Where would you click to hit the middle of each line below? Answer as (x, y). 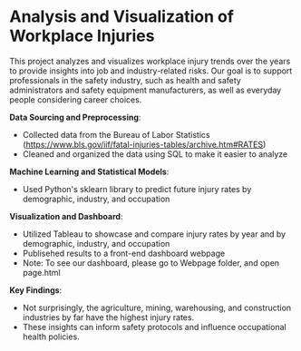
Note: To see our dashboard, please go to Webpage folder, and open (150, 263)
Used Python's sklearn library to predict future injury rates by (137, 189)
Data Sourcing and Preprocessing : (75, 117)
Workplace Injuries (82, 36)
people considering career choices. (76, 99)
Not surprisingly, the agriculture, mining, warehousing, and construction (157, 307)
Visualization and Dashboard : (66, 216)
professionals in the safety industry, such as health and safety (126, 80)
